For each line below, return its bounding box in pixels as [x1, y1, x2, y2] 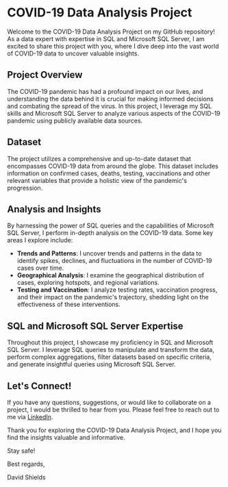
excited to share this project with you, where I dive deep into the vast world [7, 42, 219, 50]
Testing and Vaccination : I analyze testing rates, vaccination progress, [16, 286, 218, 294]
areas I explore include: [7, 236, 73, 245]
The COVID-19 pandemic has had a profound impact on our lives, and [7, 87, 203, 95]
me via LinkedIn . [7, 413, 53, 421]
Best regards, [7, 460, 45, 468]
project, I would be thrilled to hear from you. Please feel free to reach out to [7, 405, 220, 414]
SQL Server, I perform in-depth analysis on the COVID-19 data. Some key [7, 229, 214, 237]
